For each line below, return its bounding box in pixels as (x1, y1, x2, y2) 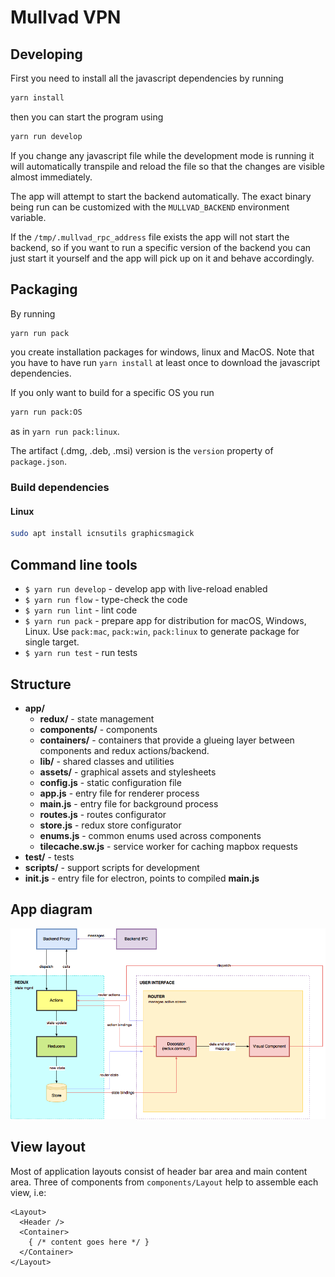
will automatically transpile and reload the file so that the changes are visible (10, 160, 325, 172)
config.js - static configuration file (39, 776, 182, 788)
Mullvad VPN (10, 6, 122, 29)
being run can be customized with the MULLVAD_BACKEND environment (10, 201, 290, 213)
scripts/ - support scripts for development (24, 861, 200, 873)
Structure (10, 676, 72, 693)
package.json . (10, 456, 67, 468)
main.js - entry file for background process (39, 797, 219, 810)
